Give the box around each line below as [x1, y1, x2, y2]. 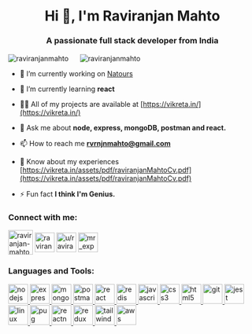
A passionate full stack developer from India [46, 35, 219, 46]
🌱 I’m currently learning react [19, 84, 116, 94]
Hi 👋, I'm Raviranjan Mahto [44, 7, 220, 25]
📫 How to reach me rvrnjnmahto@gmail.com [19, 139, 171, 149]
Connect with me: [8, 212, 78, 223]
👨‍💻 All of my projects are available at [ [19, 100, 143, 109]
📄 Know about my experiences [19, 157, 120, 167]
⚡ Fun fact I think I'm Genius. [19, 189, 116, 199]
